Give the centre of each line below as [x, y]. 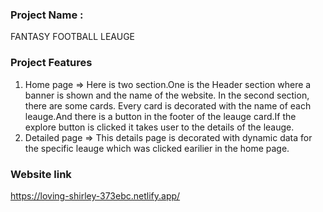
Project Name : [47, 15]
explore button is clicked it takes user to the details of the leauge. [159, 127]
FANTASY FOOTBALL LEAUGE [73, 37]
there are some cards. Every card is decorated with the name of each [168, 105]
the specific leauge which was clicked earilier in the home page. [157, 148]
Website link [41, 174]
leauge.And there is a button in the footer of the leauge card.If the [160, 116]
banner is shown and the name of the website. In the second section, [167, 95]
